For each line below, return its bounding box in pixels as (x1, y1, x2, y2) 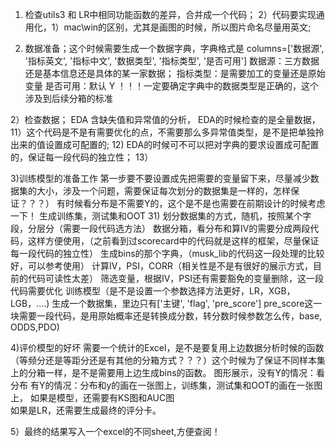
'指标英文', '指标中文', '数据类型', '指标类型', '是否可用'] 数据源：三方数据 (24, 55, 320, 67)
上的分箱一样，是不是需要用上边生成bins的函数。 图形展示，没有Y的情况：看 (10, 367, 326, 378)
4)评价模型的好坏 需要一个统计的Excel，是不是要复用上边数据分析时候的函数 (10, 342, 325, 353)
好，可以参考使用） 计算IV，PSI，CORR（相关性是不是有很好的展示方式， (10, 260, 313, 272)
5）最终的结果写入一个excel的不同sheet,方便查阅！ (10, 426, 221, 437)
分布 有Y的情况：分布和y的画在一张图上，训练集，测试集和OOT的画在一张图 (10, 379, 323, 391)
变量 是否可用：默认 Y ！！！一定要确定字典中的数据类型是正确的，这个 (24, 80, 320, 92)
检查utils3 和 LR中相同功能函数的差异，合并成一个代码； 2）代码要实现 (24, 9, 317, 20)
